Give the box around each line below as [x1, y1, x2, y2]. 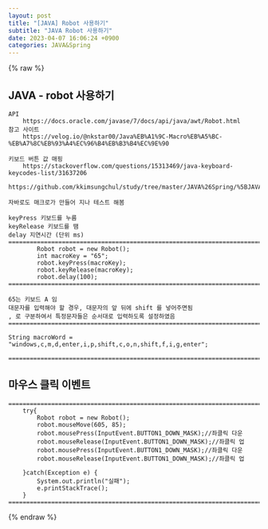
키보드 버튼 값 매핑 [8, 155, 63, 163]
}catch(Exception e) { [22, 468, 98, 476]
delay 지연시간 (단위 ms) [8, 231, 85, 239]
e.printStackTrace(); [37, 484, 109, 492]
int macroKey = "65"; [37, 252, 109, 260]
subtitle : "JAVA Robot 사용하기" [8, 26, 113, 34]
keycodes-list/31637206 [8, 169, 88, 177]
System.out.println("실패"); [37, 477, 130, 485]
